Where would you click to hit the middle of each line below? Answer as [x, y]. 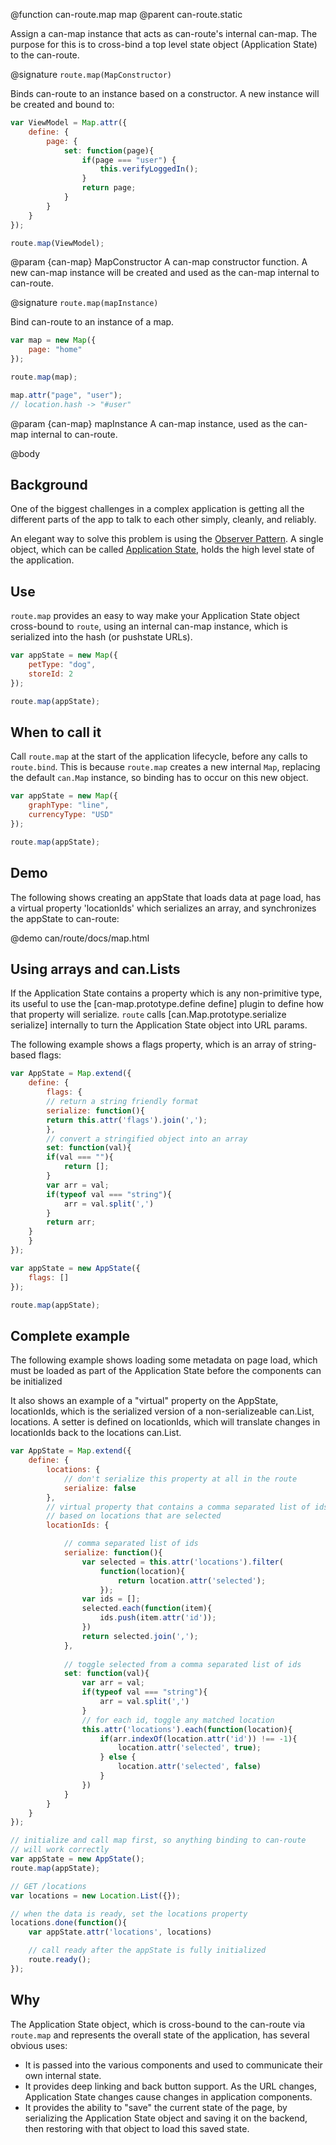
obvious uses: [39, 2045]
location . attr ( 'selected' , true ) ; [189, 1748]
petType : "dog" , [62, 665]
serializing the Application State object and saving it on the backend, [166, 2118]
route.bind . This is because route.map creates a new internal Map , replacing [165, 767]
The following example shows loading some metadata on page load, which [164, 1360]
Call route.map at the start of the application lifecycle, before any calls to [159, 756]
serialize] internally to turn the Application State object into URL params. [159, 1025]
